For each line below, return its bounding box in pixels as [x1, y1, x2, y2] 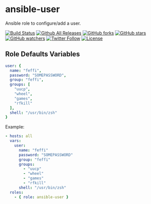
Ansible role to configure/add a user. [5, 20, 81, 26]
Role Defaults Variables [5, 50, 81, 58]
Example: [5, 124, 25, 130]
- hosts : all [5, 133, 33, 139]
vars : [10, 139, 22, 144]
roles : [10, 190, 24, 195]
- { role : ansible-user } [14, 194, 69, 199]
